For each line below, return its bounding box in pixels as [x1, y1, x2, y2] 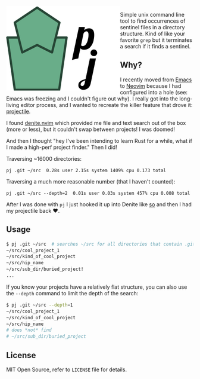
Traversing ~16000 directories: [6, 155, 82, 162]
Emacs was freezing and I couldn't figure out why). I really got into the [6, 95, 179, 102]
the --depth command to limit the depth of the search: [6, 289, 139, 297]
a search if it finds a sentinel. [120, 43, 191, 50]
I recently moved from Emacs [120, 76, 192, 83]
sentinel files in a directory [120, 24, 185, 30]
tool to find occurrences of [120, 17, 186, 25]
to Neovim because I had [120, 82, 182, 89]
